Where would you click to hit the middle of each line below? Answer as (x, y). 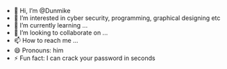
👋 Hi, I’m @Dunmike (42, 11)
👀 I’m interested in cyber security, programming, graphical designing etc (117, 18)
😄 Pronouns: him (39, 50)
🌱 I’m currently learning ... (51, 25)
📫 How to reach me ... (46, 40)
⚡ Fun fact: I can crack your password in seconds (84, 58)
